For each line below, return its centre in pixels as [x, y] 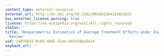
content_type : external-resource [39, 9]
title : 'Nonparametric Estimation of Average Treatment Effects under [78, 32]
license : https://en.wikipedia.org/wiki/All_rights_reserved [69, 23]
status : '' [16, 28]
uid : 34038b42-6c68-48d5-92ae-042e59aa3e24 [50, 41]
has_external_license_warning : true [42, 19]
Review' [17, 37]
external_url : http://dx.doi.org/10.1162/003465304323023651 [69, 14]
